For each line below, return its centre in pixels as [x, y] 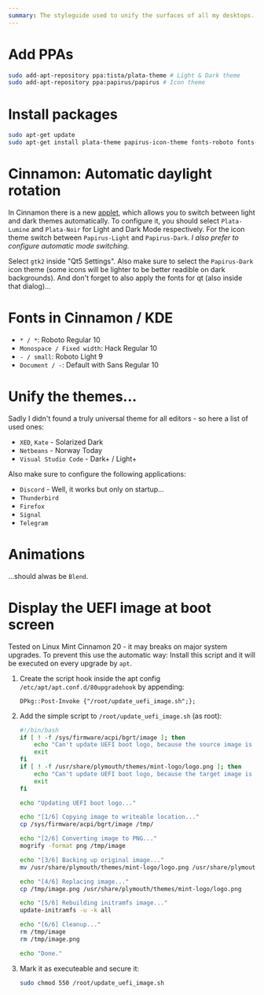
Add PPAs [41, 54]
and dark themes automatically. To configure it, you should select [114, 220]
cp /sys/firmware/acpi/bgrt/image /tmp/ [86, 824]
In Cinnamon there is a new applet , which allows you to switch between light [132, 212]
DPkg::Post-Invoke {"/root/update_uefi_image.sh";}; [108, 701]
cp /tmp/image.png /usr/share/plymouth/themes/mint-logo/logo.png [130, 889]
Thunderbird [39, 498]
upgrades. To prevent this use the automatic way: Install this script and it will [132, 654]
